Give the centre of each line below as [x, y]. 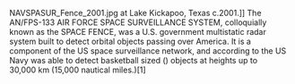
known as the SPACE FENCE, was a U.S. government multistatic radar [138, 32]
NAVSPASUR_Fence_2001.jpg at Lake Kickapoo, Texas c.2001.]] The [135, 13]
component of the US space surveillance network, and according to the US [148, 51]
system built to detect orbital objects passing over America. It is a [130, 41]
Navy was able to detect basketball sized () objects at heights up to [134, 60]
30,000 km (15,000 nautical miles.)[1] [78, 70]
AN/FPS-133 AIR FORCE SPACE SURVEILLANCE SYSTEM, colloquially [138, 22]
